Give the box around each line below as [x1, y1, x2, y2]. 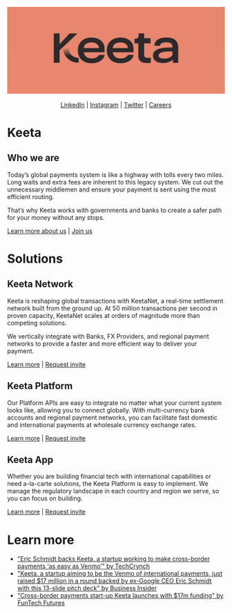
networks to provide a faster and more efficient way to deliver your [7, 339, 197, 348]
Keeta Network [7, 279, 74, 290]
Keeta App [7, 454, 54, 466]
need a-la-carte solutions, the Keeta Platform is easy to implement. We [7, 480, 209, 488]
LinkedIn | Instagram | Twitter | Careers [60, 100, 172, 109]
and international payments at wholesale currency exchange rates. [7, 420, 197, 428]
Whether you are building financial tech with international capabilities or [7, 472, 212, 480]
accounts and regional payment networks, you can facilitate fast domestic [7, 413, 217, 422]
